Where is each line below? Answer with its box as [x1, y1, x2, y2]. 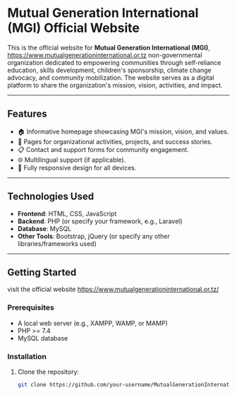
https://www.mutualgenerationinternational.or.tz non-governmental [7, 51, 202, 59]
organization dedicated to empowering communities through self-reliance [7, 58, 221, 66]
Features [7, 108, 47, 120]
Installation [7, 351, 47, 361]
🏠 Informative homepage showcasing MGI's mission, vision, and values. [17, 127, 229, 136]
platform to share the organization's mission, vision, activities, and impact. [7, 81, 223, 89]
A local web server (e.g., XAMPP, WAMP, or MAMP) [17, 319, 168, 327]
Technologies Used [7, 191, 94, 203]
